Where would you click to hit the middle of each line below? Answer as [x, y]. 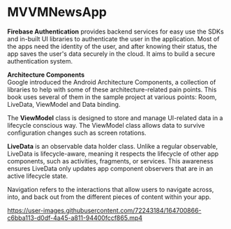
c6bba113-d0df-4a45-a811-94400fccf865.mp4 [75, 218]
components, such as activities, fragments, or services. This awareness [111, 161]
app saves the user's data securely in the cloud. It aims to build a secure [111, 54]
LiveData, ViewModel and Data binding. [64, 104]
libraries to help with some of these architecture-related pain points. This [112, 89]
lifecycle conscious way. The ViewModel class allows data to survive [106, 125]
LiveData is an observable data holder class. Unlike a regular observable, [113, 146]
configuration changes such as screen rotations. [77, 133]
